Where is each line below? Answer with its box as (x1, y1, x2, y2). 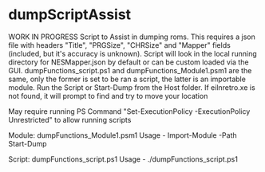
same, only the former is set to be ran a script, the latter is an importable (8, 74, 246, 84)
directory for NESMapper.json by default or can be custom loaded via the (8, 57, 249, 67)
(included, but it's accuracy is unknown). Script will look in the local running (8, 49, 257, 58)
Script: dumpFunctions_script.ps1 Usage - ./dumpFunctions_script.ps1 (8, 154, 238, 164)
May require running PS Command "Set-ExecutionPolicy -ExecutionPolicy (8, 106, 251, 116)
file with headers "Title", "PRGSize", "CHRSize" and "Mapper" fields (8, 40, 231, 49)
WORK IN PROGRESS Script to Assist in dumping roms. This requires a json (8, 32, 255, 41)
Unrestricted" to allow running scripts (8, 115, 132, 124)
